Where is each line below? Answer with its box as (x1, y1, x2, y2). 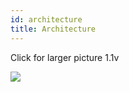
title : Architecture (10, 24, 97, 34)
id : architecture (10, 14, 83, 25)
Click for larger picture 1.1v (10, 51, 120, 63)
